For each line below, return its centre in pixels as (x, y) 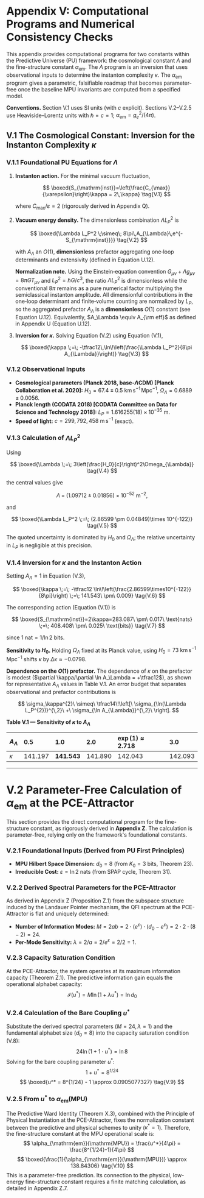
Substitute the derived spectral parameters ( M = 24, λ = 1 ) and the (90, 1026)
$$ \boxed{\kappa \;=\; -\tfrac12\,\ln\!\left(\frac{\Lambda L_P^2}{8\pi (107, 347)
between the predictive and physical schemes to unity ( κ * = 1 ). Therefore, (98, 1127)
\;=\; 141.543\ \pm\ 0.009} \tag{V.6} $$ (117, 595)
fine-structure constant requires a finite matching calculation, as (106, 1182)
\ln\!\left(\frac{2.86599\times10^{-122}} (142, 589)
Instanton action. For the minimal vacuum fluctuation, (83, 175)
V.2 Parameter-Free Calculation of (94, 790)
